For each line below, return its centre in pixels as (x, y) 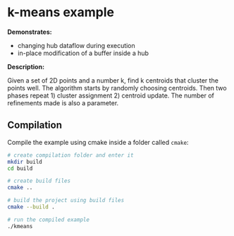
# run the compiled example (49, 220)
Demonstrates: (30, 32)
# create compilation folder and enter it (70, 155)
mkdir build (25, 162)
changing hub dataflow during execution (76, 45)
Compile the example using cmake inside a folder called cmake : (98, 142)
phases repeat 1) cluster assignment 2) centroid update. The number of (111, 95)
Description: (26, 66)
